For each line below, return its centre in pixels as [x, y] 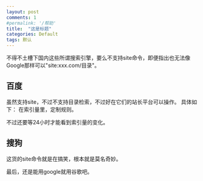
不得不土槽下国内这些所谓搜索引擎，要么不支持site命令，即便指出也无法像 [98, 58]
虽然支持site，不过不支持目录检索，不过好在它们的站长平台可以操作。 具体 [99, 102]
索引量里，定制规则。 [50, 109]
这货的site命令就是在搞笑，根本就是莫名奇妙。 [64, 159]
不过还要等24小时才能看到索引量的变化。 [58, 122]
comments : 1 [21, 17]
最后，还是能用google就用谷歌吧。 [49, 171]
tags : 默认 [19, 40]
